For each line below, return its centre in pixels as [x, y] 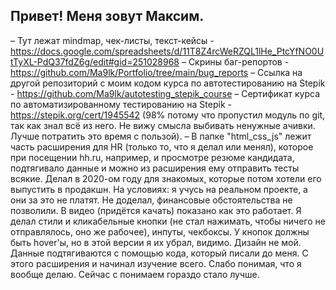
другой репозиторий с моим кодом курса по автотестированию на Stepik [168, 83]
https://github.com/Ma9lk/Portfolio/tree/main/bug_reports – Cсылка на [156, 72]
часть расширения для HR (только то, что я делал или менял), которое [162, 146]
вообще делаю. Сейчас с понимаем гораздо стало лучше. [135, 274]
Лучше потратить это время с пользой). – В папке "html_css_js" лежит [161, 136]
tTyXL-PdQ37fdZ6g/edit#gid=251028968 [95, 61]
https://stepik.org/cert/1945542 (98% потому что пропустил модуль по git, [168, 115]
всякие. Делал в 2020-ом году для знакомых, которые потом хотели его [166, 178]
